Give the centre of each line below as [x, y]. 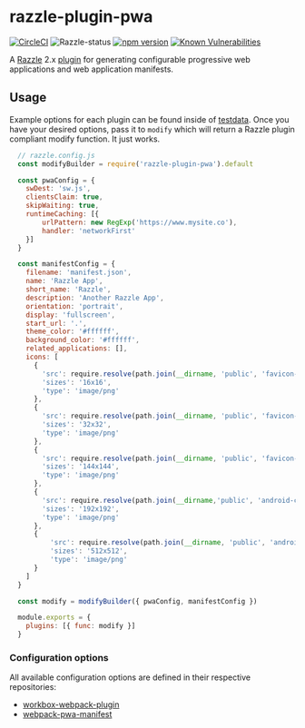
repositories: [33, 687]
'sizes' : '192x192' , [81, 509]
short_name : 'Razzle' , [69, 290]
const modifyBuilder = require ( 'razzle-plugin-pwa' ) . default [136, 164]
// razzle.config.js [56, 155]
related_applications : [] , [77, 349]
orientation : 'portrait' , [75, 306]
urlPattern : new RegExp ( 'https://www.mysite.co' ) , [140, 222]
